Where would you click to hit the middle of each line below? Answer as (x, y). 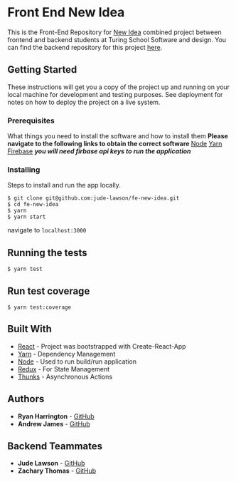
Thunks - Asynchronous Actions (65, 376)
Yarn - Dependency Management (66, 354)
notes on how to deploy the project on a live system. (84, 102)
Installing (24, 170)
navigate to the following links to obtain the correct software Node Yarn (115, 144)
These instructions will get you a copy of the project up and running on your (118, 87)
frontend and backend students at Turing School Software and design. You (117, 39)
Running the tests (47, 253)
